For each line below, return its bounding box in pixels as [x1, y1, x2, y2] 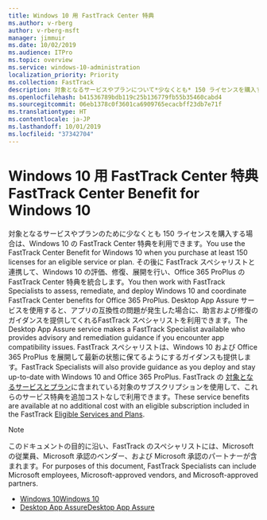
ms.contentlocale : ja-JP [8, 115, 91, 123]
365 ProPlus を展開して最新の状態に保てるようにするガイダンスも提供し [8, 352, 245, 362]
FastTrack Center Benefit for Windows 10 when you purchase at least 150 [8, 248, 248, 257]
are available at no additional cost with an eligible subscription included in [8, 401, 250, 410]
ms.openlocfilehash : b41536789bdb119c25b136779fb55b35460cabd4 [8, 93, 222, 101]
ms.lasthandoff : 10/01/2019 [8, 123, 102, 131]
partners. [8, 479, 38, 488]
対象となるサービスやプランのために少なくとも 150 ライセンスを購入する [8, 229, 246, 238]
